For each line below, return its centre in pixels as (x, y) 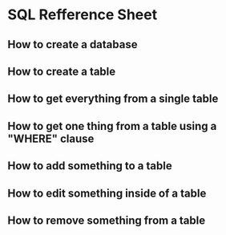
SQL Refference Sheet (83, 15)
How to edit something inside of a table (107, 193)
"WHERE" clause (51, 138)
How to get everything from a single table (113, 99)
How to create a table (62, 71)
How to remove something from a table (107, 220)
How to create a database (73, 45)
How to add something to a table (90, 166)
